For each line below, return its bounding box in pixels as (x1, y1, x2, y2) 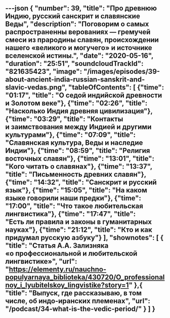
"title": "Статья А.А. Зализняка (5, 242, 109, 250)
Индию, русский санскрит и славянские (5, 12, 140, 21)
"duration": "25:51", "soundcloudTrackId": (5, 59, 144, 68)
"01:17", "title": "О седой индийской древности (5, 91, 162, 100)
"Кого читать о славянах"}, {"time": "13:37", (5, 162, 153, 171)
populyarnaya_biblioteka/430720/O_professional (5, 273, 165, 282)
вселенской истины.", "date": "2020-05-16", (5, 52, 153, 60)
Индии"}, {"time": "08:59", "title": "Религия (5, 146, 150, 155)
